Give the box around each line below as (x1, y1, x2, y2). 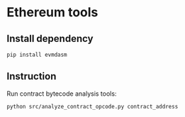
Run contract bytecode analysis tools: (6, 89, 117, 98)
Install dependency (6, 33, 94, 45)
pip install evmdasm (6, 51, 68, 58)
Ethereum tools (6, 4, 99, 21)
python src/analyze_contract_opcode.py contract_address (6, 103, 179, 110)
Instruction (6, 70, 57, 82)
